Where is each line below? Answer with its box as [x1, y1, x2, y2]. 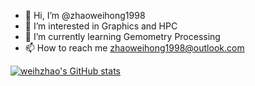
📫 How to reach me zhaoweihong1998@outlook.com [24, 42, 245, 54]
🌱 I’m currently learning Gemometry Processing [24, 31, 221, 42]
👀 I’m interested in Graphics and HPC [24, 20, 178, 32]
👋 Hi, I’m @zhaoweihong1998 [24, 10, 146, 21]
